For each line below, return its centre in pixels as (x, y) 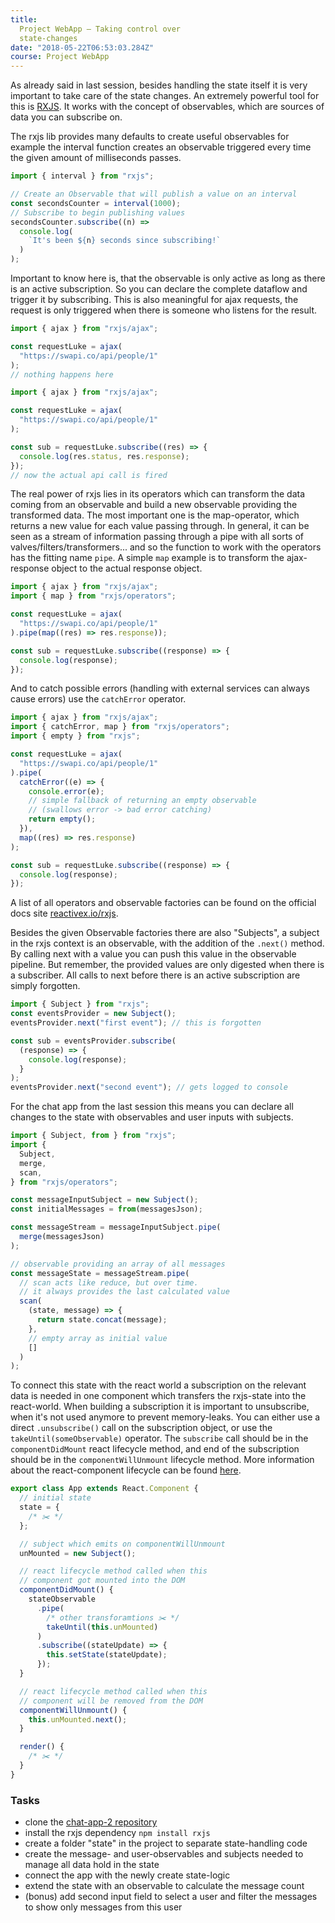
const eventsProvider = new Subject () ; (93, 1014)
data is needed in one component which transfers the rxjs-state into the (158, 1396)
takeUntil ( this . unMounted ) (102, 1627)
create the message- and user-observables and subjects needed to (164, 1854)
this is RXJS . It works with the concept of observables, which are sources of (167, 107)
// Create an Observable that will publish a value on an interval (154, 194)
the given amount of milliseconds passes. (96, 158)
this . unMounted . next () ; (78, 1719)
